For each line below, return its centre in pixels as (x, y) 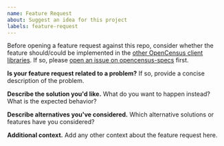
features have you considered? (51, 122)
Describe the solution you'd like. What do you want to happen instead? (109, 94)
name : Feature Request (40, 13)
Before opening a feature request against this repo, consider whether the (111, 46)
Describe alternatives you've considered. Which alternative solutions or (111, 114)
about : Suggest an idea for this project (67, 20)
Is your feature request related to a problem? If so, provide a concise (106, 73)
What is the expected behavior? (52, 101)
